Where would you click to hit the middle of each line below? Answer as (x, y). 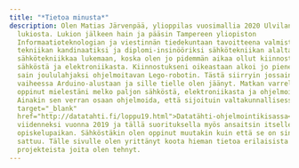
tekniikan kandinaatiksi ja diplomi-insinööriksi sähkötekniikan (141, 51)
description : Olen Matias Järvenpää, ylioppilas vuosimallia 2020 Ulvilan (151, 26)
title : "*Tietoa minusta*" (59, 17)
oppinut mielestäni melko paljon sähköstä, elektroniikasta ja (137, 92)
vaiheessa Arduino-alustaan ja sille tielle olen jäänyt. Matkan (141, 84)
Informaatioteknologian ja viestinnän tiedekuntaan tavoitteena (139, 42)
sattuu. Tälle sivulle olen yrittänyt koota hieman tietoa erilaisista (153, 141)
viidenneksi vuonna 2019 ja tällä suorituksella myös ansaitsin (139, 125)
